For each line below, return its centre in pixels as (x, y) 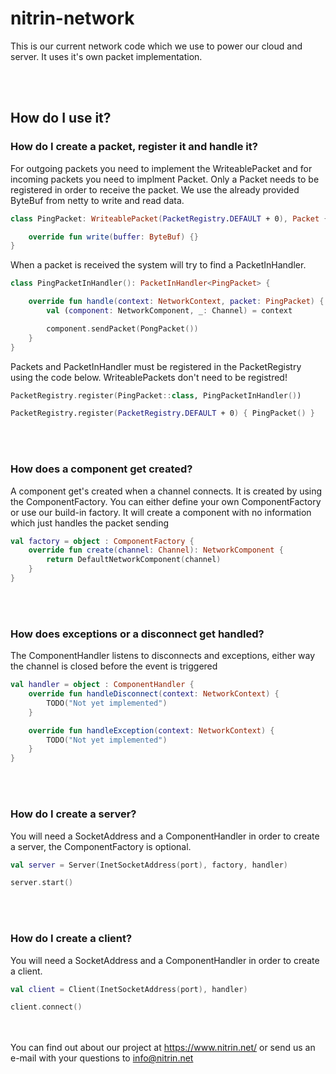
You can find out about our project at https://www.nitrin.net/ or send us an (163, 1048)
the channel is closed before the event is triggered (114, 666)
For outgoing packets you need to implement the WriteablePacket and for (161, 168)
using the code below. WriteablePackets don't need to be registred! (149, 377)
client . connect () (46, 1007)
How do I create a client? (71, 939)
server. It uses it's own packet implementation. (106, 56)
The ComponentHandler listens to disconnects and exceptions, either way (163, 656)
